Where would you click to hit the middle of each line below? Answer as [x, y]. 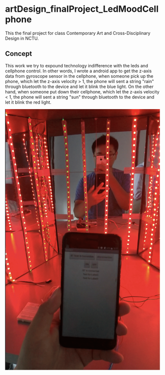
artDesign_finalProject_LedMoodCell [82, 9]
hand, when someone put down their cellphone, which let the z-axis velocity [82, 91]
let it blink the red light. [28, 102]
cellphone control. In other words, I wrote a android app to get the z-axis [79, 71]
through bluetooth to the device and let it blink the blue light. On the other [79, 87]
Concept [19, 54]
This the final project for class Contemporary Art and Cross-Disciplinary [78, 33]
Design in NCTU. [22, 38]
